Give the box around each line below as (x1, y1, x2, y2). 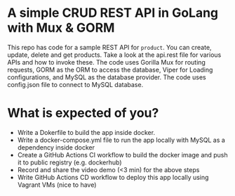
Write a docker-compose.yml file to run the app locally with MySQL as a (17, 136, 226, 144)
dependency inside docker (17, 143, 95, 152)
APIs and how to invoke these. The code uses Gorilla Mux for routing (7, 58, 206, 66)
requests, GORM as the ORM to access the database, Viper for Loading (7, 65, 213, 74)
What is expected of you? (7, 105, 159, 121)
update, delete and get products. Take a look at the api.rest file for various (7, 51, 222, 59)
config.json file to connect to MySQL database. (7, 80, 144, 89)
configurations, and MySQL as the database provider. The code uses (7, 72, 206, 81)
